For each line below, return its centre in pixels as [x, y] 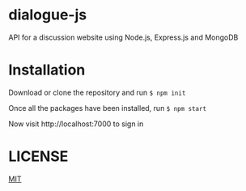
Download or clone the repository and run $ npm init [97, 92]
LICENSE [38, 157]
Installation [47, 70]
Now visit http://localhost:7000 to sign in [76, 124]
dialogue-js [48, 15]
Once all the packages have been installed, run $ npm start [108, 108]
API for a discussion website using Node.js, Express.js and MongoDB [123, 37]
